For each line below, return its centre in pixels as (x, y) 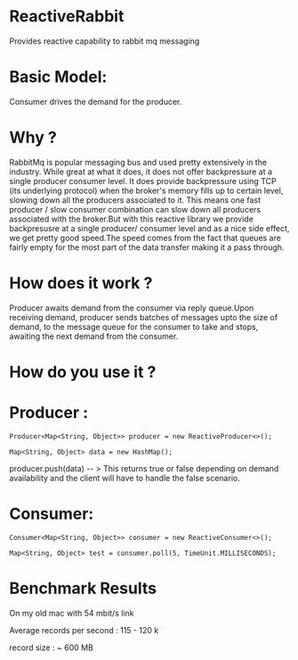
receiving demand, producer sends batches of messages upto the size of (144, 317)
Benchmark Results (83, 588)
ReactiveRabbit (67, 16)
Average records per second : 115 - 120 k (84, 630)
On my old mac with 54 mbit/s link (72, 613)
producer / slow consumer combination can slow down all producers (135, 209)
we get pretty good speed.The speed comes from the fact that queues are (145, 237)
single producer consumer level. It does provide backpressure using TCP (143, 181)
